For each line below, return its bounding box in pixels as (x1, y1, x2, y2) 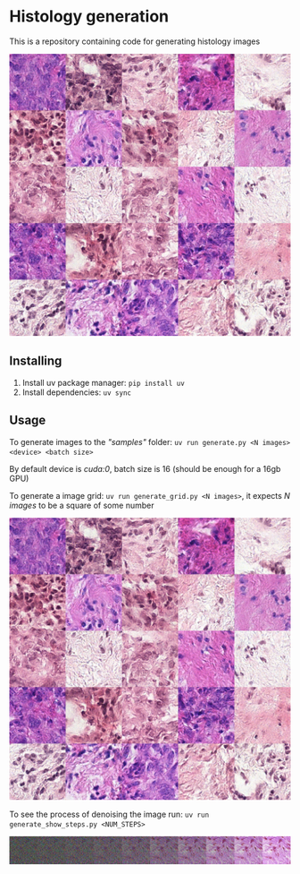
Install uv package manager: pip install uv (21, 377, 185, 388)
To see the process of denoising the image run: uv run (9, 809, 210, 819)
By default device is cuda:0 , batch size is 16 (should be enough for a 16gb (9, 463, 281, 474)
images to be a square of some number (9, 500, 154, 510)
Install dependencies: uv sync (21, 387, 132, 398)
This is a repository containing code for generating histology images (9, 36, 261, 47)
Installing (9, 354, 62, 369)
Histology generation (9, 6, 170, 27)
